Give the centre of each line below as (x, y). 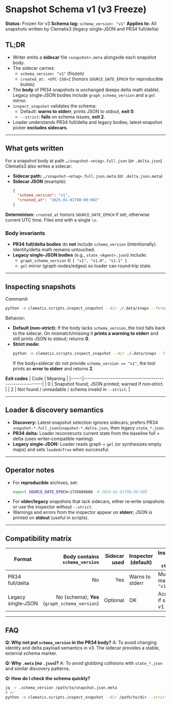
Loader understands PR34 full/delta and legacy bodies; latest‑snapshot (87, 122)
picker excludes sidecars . (40, 127)
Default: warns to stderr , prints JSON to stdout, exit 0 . (78, 111)
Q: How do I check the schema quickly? (48, 679)
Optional (114, 601)
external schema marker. (31, 654)
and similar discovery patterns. (38, 669)
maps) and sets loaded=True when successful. (61, 449)
